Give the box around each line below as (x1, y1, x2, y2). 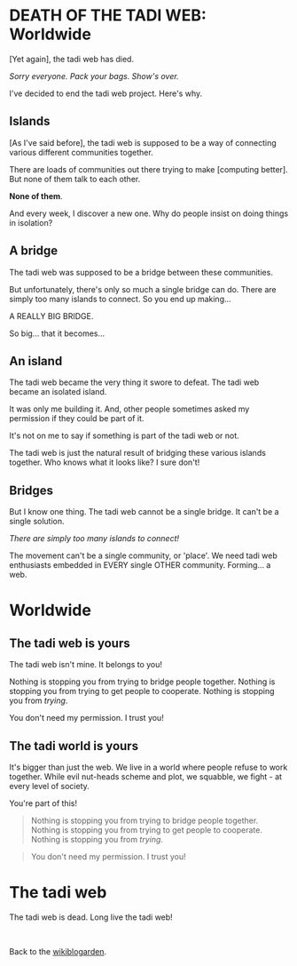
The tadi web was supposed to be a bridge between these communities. (9, 267, 273, 277)
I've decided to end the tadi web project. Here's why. (9, 88, 202, 99)
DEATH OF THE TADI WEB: (9, 5, 207, 26)
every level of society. (9, 781, 90, 791)
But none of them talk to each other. (9, 173, 141, 184)
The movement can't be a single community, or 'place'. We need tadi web (9, 550, 277, 561)
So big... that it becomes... (9, 328, 106, 339)
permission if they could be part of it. (9, 413, 145, 424)
